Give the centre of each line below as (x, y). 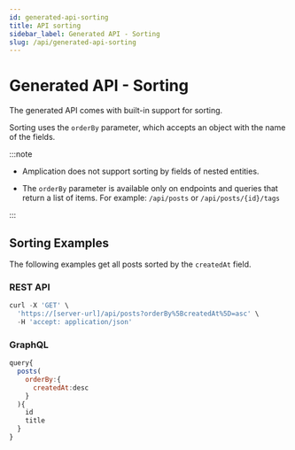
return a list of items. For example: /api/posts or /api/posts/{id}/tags (151, 198)
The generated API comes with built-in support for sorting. (116, 111)
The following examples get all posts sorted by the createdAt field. (130, 264)
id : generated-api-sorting (59, 17)
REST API (30, 287)
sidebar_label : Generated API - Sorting (85, 34)
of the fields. (32, 137)
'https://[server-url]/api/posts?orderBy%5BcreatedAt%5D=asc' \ (138, 314)
